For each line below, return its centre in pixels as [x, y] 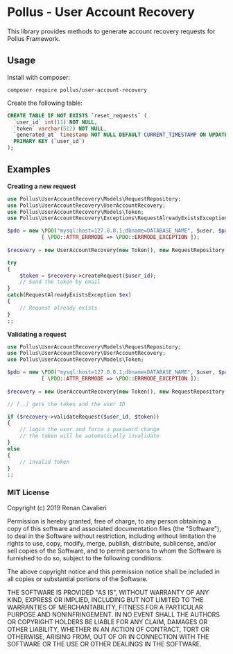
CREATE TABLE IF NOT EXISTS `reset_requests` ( [77, 115]
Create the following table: [45, 103]
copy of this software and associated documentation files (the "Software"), [114, 528]
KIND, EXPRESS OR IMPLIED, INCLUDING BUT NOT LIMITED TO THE [105, 599]
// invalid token [45, 462]
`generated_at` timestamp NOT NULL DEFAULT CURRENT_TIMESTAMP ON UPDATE [121, 135]
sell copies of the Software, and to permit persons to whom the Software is [114, 551]
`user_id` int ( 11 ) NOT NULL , [55, 122]
